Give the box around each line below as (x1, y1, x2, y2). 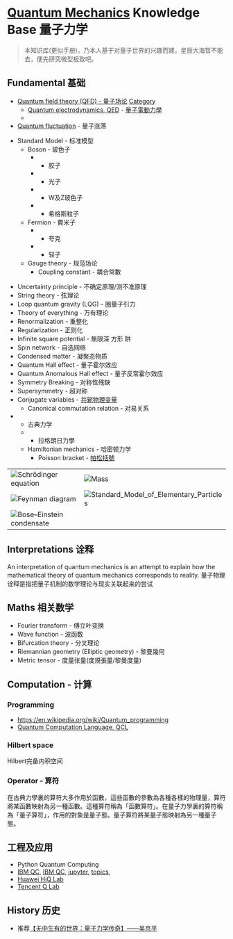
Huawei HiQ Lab (17, 875, 64, 883)
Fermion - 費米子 (27, 218, 76, 227)
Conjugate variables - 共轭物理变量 (17, 395, 118, 404)
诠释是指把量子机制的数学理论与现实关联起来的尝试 (7, 579, 153, 588)
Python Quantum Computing (17, 860, 99, 869)
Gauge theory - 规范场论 (27, 259, 98, 267)
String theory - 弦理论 (17, 291, 80, 300)
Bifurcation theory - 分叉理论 (17, 639, 100, 647)
